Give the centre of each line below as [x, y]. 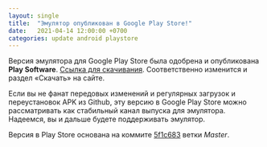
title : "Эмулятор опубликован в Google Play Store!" [101, 23]
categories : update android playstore [73, 38]
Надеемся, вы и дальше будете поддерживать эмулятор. [107, 119]
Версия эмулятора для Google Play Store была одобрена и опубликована [134, 61]
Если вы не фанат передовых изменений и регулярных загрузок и [122, 94]
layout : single [34, 16]
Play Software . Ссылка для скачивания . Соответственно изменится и [128, 70]
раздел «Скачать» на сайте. [57, 78]
